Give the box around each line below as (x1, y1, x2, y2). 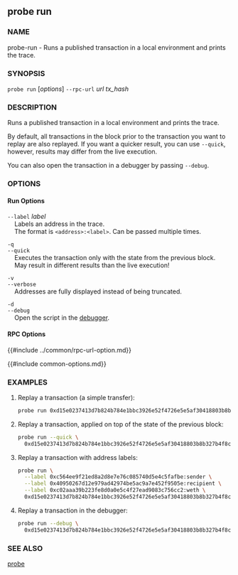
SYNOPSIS (7, 68, 45, 78)
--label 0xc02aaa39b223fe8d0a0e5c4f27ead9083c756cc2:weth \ (24, 487, 206, 494)
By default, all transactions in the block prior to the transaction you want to (7, 132, 226, 141)
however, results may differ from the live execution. (7, 147, 158, 156)
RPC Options (7, 330, 46, 338)
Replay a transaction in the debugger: (17, 506, 128, 515)
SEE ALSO (7, 543, 43, 553)
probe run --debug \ (17, 520, 79, 527)
